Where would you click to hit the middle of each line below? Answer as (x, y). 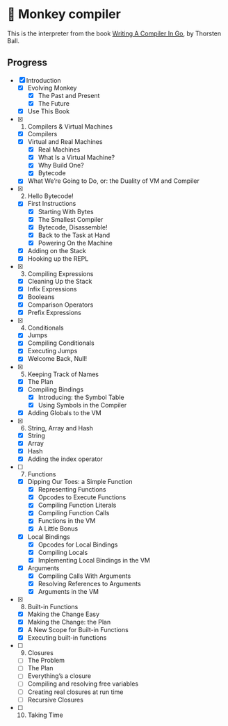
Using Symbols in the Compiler (82, 405)
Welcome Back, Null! (57, 359)
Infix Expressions (52, 289)
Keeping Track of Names (63, 374)
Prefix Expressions (54, 313)
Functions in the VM (67, 521)
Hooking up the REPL (58, 258)
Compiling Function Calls (74, 513)
